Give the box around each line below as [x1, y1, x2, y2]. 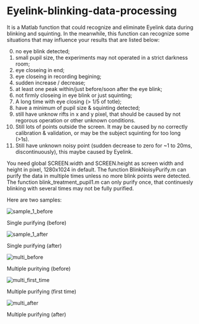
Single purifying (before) [7, 219, 67, 226]
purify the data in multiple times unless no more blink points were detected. [7, 172, 191, 179]
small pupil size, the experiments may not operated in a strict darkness [15, 54, 188, 61]
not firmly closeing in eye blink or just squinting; [15, 92, 133, 99]
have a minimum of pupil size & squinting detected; [15, 104, 140, 111]
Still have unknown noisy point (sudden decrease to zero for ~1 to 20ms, [15, 142, 192, 149]
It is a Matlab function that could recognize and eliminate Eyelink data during [7, 24, 194, 31]
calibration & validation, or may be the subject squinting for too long [15, 129, 181, 137]
